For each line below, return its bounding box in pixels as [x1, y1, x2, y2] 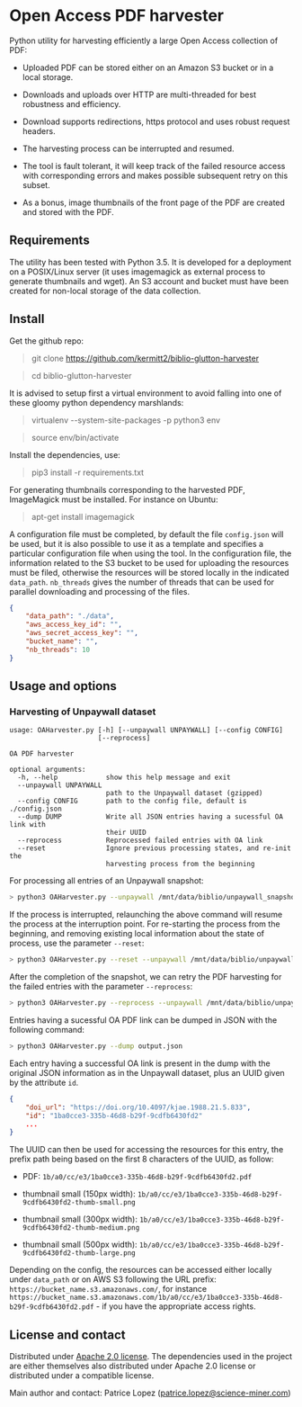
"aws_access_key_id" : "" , [25, 620, 123, 630]
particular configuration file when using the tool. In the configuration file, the [9, 548, 292, 559]
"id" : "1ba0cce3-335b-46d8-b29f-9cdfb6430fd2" [25, 1111, 203, 1120]
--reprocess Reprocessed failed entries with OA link [17, 836, 263, 846]
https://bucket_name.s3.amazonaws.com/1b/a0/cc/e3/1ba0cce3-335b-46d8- [9, 1293, 283, 1303]
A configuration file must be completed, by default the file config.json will [9, 528, 284, 540]
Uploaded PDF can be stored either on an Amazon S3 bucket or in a [22, 62, 274, 73]
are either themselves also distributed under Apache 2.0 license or [9, 1360, 256, 1372]
